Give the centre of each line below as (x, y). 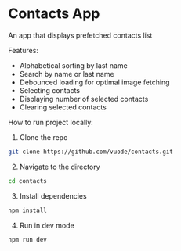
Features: (24, 50)
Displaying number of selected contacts (84, 99)
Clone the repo (43, 137)
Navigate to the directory (60, 167)
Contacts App (54, 14)
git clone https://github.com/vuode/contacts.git (91, 152)
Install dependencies (53, 195)
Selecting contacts (50, 90)
